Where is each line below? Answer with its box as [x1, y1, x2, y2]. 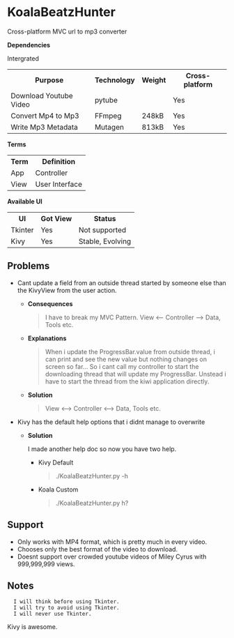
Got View [40, 213, 72, 223]
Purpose [34, 75, 64, 84]
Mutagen [94, 122, 124, 132]
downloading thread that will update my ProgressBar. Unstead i [45, 370, 226, 378]
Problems [7, 260, 50, 272]
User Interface [35, 179, 82, 189]
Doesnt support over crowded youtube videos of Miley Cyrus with [17, 552, 207, 561]
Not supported [79, 225, 127, 234]
